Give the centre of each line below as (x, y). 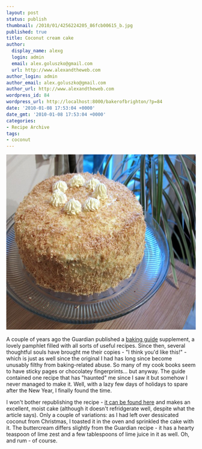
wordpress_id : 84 (28, 96)
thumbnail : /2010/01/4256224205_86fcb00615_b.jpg (70, 25)
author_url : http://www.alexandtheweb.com (60, 89)
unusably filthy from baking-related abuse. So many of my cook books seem (101, 365)
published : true (26, 32)
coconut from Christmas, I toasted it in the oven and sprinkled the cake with (100, 421)
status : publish (26, 19)
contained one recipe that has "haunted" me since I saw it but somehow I (97, 378)
